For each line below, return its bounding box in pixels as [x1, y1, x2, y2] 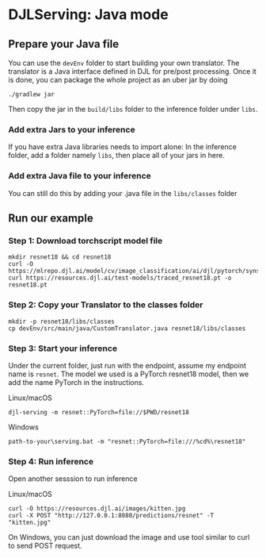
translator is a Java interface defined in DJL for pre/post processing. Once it [8, 67, 257, 76]
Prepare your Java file [8, 37, 120, 51]
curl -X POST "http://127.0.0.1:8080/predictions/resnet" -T [8, 512, 215, 520]
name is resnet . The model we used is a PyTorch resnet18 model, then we [8, 369, 249, 379]
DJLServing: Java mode [8, 6, 169, 24]
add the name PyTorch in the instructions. [8, 377, 145, 387]
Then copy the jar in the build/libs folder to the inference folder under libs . [8, 105, 258, 114]
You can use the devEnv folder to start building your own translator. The [8, 58, 240, 67]
